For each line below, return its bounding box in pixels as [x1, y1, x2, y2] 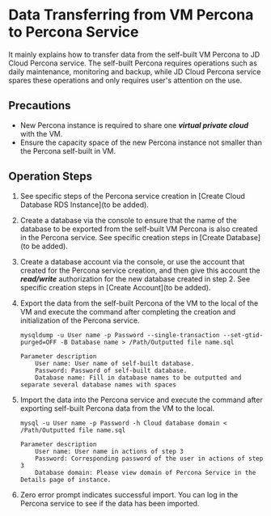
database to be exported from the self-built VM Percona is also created [19, 224, 258, 234]
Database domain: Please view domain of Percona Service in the [35, 468, 256, 476]
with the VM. [19, 129, 63, 138]
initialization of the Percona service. [19, 315, 140, 325]
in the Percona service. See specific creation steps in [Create [19, 232, 225, 242]
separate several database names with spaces [19, 380, 176, 389]
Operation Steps [8, 170, 93, 184]
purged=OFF [19, 338, 57, 346]
